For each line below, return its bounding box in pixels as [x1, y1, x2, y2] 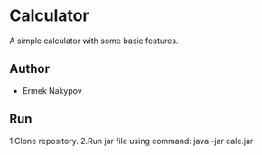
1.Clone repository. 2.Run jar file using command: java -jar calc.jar [9, 135, 254, 146]
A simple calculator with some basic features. [9, 35, 179, 46]
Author [9, 61, 50, 77]
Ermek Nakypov [22, 85, 83, 96]
